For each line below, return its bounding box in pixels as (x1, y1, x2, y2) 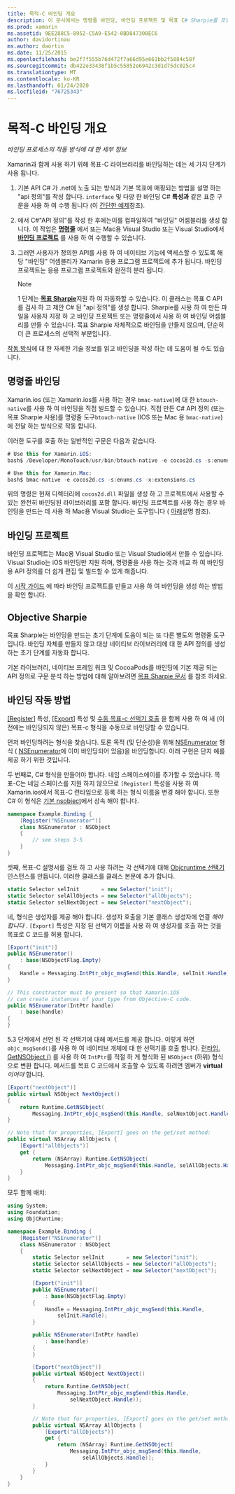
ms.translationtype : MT (7, 69, 77, 76)
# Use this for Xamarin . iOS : (7, 450, 92, 457)
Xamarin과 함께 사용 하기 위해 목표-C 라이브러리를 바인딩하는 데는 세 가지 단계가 (7, 160, 227, 169)
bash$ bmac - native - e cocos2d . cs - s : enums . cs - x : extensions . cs (7, 476, 196, 483)
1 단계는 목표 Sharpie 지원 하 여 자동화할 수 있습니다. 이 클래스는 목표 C (17, 295, 211, 303)
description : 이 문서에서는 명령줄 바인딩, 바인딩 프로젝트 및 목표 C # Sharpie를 (7, 17, 218, 24)
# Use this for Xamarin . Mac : (7, 470, 92, 477)
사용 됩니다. (7, 169, 40, 177)
